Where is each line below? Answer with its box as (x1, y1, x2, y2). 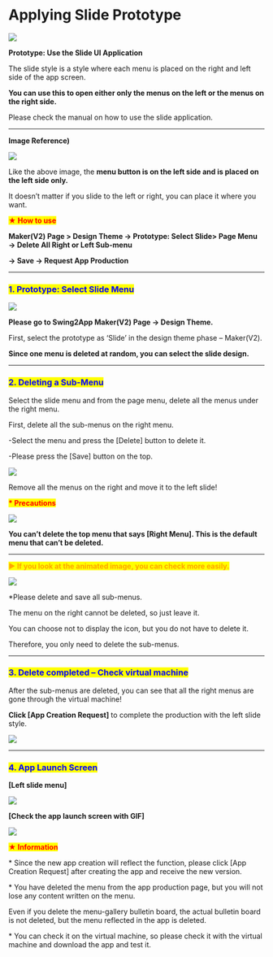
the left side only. (8, 175, 69, 185)
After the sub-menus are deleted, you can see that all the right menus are (8, 685, 254, 695)
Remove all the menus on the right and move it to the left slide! (8, 482, 218, 492)
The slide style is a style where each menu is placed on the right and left (8, 63, 251, 73)
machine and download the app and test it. (8, 940, 152, 950)
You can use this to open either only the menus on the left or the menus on (8, 88, 265, 98)
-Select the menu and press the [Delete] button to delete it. (8, 435, 206, 445)
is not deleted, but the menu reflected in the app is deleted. (8, 916, 207, 925)
